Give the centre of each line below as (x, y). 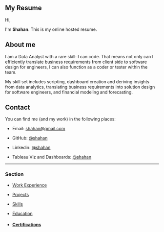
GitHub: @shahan (30, 138)
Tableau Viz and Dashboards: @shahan (52, 157)
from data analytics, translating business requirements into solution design (80, 87)
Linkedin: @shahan (31, 148)
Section (14, 174)
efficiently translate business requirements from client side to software (76, 62)
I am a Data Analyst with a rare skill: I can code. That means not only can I (79, 56)
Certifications (27, 225)
